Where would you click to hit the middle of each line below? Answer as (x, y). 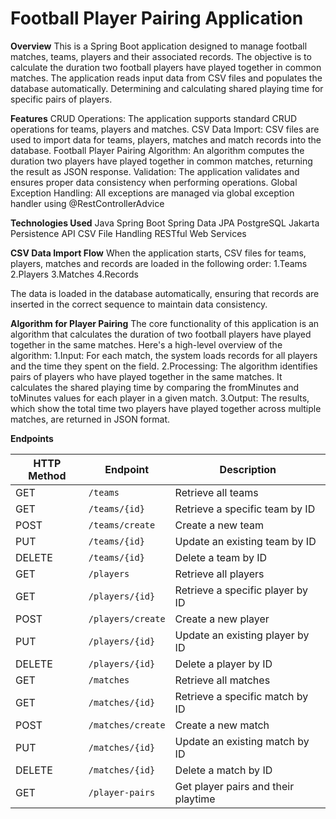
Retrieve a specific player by (241, 590)
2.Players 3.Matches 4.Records (74, 274)
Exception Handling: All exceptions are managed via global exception (152, 193)
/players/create (127, 618)
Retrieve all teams (216, 492)
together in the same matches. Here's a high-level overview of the (146, 344)
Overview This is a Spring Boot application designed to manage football (159, 46)
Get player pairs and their (234, 786)
